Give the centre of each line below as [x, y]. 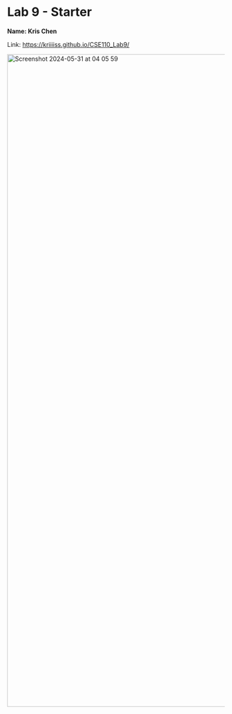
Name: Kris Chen [32, 31]
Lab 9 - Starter [49, 12]
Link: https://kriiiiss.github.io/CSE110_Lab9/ [68, 44]
